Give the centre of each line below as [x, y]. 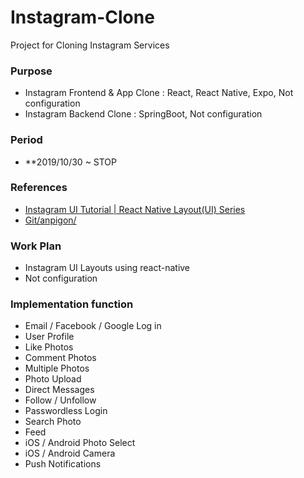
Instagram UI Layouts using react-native [107, 268]
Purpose [31, 71]
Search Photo [53, 422]
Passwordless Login [66, 411]
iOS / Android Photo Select [80, 443]
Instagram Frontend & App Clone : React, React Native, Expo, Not [159, 93]
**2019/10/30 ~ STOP [71, 162]
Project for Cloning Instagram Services [90, 45]
